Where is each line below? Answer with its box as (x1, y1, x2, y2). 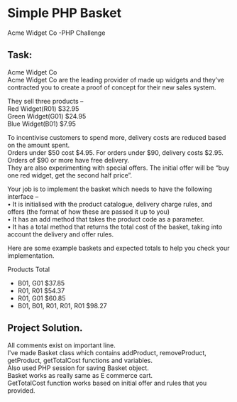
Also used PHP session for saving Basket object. (7, 364, 149, 372)
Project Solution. (7, 322, 83, 335)
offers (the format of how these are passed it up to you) (7, 207, 170, 216)
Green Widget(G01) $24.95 (7, 112, 87, 120)
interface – (7, 192, 39, 200)
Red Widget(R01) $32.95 (7, 104, 79, 113)
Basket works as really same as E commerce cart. (7, 371, 153, 379)
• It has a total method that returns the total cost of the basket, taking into (7, 222, 223, 231)
